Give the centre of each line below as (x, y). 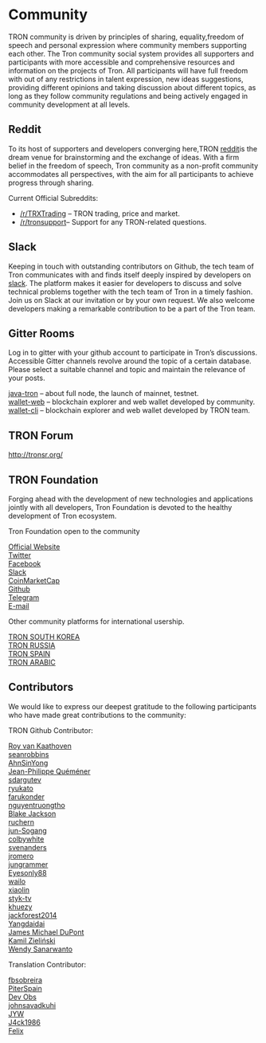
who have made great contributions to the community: (97, 715)
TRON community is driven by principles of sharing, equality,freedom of (126, 37)
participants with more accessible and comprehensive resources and (121, 62)
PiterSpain (25, 988)
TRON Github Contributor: (51, 730)
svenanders (27, 847)
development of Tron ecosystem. (63, 516)
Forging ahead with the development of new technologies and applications (131, 499)
